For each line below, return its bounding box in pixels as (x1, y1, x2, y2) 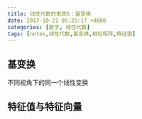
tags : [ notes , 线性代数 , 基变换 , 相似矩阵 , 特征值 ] (7, 30, 136, 38)
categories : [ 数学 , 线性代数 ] (7, 23, 90, 30)
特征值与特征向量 (7, 101, 82, 113)
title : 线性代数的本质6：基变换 (7, 10, 92, 18)
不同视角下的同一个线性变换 (7, 79, 89, 87)
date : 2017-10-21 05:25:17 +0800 (7, 17, 106, 24)
